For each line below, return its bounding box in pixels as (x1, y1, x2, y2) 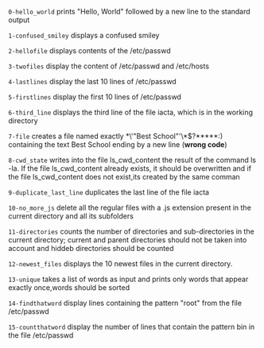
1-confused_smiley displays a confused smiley (8, 31, 160, 40)
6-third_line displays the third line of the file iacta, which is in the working (8, 107, 253, 117)
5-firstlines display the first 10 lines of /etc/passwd (8, 92, 181, 102)
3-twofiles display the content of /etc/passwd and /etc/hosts (8, 61, 209, 71)
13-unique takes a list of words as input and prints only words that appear (8, 274, 249, 284)
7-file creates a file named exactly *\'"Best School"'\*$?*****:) (8, 131, 223, 141)
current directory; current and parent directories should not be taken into (8, 235, 247, 245)
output (8, 15, 30, 25)
